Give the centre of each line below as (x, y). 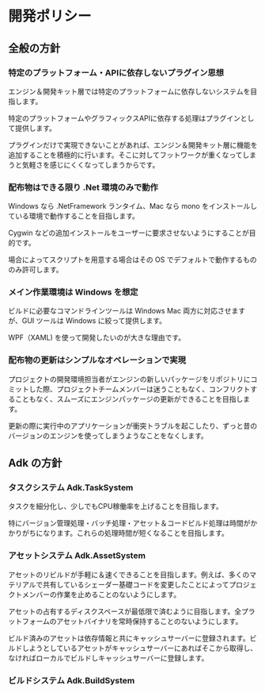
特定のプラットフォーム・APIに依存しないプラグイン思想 (116, 72)
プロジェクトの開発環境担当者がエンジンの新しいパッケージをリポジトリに (129, 379)
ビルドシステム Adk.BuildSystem (72, 680)
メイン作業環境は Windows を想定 (73, 292)
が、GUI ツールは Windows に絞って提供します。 (87, 321)
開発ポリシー (50, 16)
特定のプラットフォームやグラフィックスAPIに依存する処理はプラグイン (125, 118)
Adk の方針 (35, 463)
